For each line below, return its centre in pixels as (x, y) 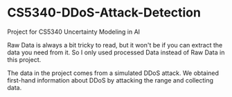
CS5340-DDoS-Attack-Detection (104, 13)
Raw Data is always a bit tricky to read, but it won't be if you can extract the (115, 45)
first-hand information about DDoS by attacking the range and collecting (110, 80)
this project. (24, 59)
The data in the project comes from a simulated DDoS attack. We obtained (113, 73)
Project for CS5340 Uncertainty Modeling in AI (74, 32)
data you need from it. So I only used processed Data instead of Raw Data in (116, 52)
